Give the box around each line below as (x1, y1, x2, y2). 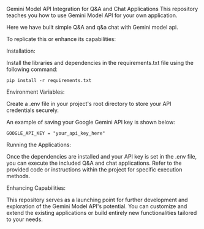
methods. (6, 173, 31, 179)
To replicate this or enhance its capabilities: (6, 36, 116, 42)
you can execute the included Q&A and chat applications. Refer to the (6, 159, 182, 167)
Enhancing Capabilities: (6, 184, 66, 192)
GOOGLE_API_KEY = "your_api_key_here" (6, 130, 105, 137)
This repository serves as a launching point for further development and (6, 196, 188, 203)
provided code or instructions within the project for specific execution (6, 166, 183, 173)
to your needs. (6, 216, 43, 223)
